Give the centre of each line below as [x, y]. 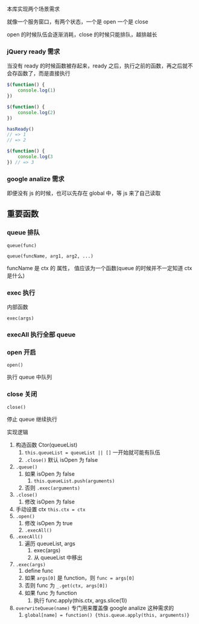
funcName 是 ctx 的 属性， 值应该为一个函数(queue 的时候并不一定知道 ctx [99, 268]
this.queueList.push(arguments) [74, 481]
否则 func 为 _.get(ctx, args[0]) [66, 585]
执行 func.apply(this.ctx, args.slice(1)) [80, 600]
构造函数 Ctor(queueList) [46, 444]
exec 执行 [21, 292]
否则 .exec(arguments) [52, 488]
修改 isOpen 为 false [49, 502]
